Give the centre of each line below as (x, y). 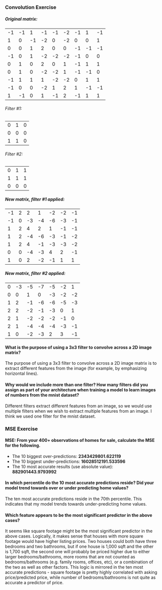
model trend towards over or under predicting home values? (67, 488)
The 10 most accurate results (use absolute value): (63, 466)
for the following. (23, 445)
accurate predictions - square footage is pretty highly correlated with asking (81, 573)
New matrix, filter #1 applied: (35, 199)
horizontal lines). (22, 373)
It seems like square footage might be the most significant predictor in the (79, 531)
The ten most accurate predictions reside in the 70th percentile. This (73, 499)
